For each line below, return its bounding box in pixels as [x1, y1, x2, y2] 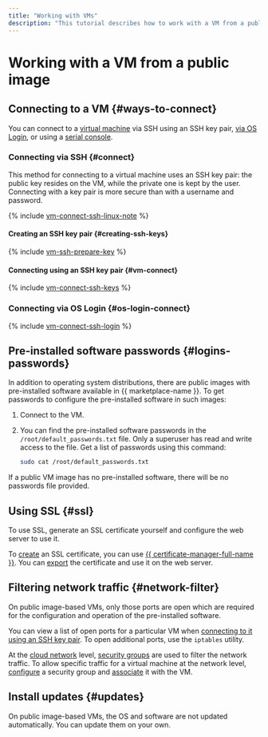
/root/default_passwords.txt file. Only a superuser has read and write [19, 434, 253, 444]
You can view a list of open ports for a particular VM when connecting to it [8, 626, 253, 636]
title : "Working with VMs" [8, 11, 98, 20]
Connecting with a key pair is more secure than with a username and [8, 187, 235, 196]
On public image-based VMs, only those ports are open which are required [8, 602, 254, 612]
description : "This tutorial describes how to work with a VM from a [8, 19, 245, 27]
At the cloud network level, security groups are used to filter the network [8, 650, 247, 660]
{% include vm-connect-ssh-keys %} [8, 283, 132, 292]
